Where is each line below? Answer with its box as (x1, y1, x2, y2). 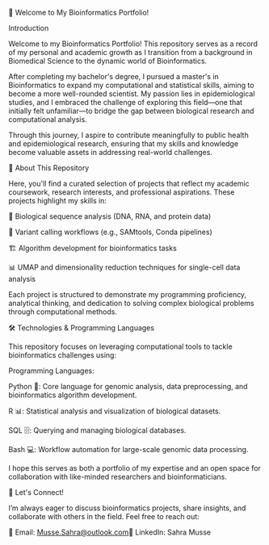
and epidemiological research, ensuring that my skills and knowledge (8, 139, 239, 149)
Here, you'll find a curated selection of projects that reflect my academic (8, 178, 250, 188)
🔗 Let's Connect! (8, 488, 65, 497)
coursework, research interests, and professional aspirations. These (8, 187, 235, 197)
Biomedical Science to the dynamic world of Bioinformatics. (8, 57, 208, 65)
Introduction (8, 23, 49, 32)
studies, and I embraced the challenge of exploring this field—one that (8, 98, 243, 107)
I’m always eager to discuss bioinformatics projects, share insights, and (8, 503, 246, 513)
